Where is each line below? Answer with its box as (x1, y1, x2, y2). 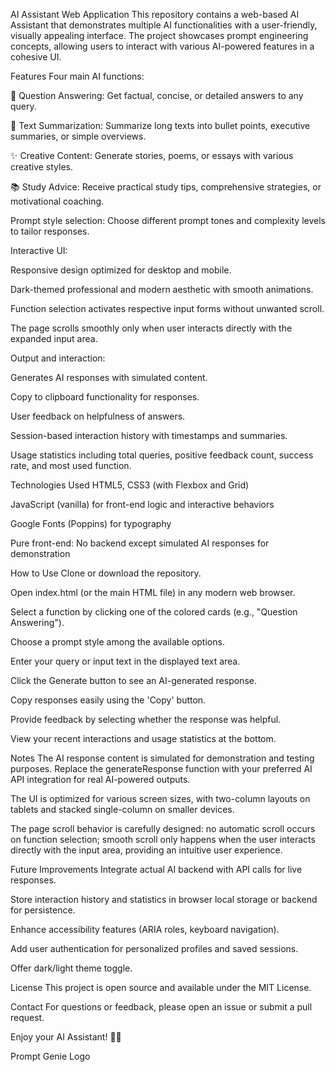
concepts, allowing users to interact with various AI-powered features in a (10, 40, 315, 52)
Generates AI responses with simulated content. (10, 372, 208, 383)
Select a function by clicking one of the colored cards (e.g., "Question (10, 606, 298, 618)
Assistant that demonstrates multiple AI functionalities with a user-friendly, (10, 19, 318, 31)
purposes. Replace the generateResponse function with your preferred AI (10, 763, 313, 774)
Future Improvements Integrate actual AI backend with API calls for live (10, 864, 303, 875)
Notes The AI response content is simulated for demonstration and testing (10, 752, 315, 764)
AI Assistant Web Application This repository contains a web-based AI (10, 9, 300, 20)
